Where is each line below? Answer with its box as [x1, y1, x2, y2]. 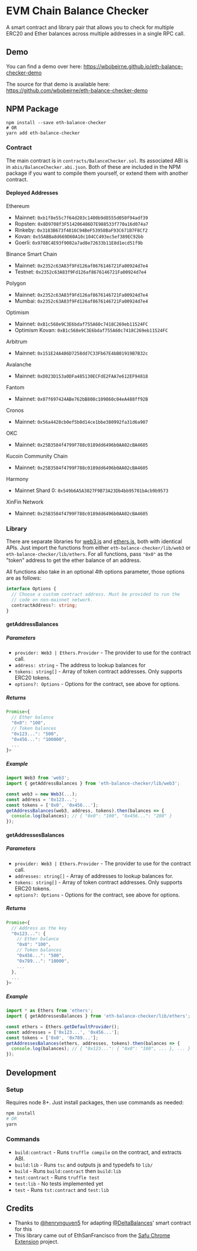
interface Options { [6, 586, 57, 592]
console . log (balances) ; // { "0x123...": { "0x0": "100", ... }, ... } [11, 1046, 191, 1052]
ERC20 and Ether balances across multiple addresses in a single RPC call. [6, 30, 185, 37]
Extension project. [14, 1238, 59, 1245]
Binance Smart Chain [6, 251, 58, 258]
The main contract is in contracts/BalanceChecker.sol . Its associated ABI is [6, 157, 189, 164]
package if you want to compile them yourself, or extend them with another [6, 170, 189, 177]
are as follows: [6, 574, 42, 581]
